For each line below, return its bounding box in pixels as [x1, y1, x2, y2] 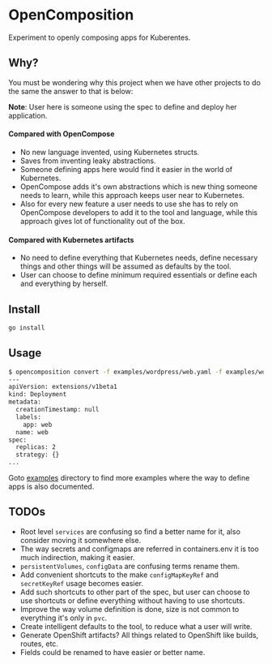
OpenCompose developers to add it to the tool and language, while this [19, 207, 257, 217]
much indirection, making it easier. [19, 552, 135, 562]
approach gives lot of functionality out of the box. [19, 216, 185, 226]
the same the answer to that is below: [8, 86, 134, 96]
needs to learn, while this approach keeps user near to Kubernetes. [19, 190, 245, 200]
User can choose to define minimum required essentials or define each [19, 270, 257, 280]
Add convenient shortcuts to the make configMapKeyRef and [19, 570, 219, 580]
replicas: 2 [15, 443, 57, 451]
